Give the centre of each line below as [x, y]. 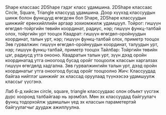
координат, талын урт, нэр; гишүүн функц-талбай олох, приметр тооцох [82, 39]
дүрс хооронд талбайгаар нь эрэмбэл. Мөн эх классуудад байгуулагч [81, 96]
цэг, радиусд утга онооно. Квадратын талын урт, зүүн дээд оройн [76, 55]
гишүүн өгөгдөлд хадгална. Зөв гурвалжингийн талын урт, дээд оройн [81, 65]
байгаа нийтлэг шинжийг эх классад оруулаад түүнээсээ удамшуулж [80, 76]
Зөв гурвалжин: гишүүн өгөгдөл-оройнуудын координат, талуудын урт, [82, 44]
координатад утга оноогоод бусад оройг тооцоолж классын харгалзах [81, 60]
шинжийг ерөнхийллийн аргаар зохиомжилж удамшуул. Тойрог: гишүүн [83, 23]
